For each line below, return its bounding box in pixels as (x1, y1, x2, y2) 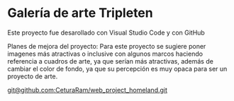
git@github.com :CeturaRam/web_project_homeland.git (7, 85, 168, 94)
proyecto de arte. (7, 72, 58, 81)
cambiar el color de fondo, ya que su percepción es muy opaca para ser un (7, 64, 228, 73)
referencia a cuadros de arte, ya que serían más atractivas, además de (7, 57, 214, 65)
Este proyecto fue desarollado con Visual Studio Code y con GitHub (7, 28, 206, 37)
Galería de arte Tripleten (7, 5, 154, 21)
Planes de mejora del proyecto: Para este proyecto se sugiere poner (7, 42, 206, 50)
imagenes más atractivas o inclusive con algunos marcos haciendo (7, 49, 204, 58)
